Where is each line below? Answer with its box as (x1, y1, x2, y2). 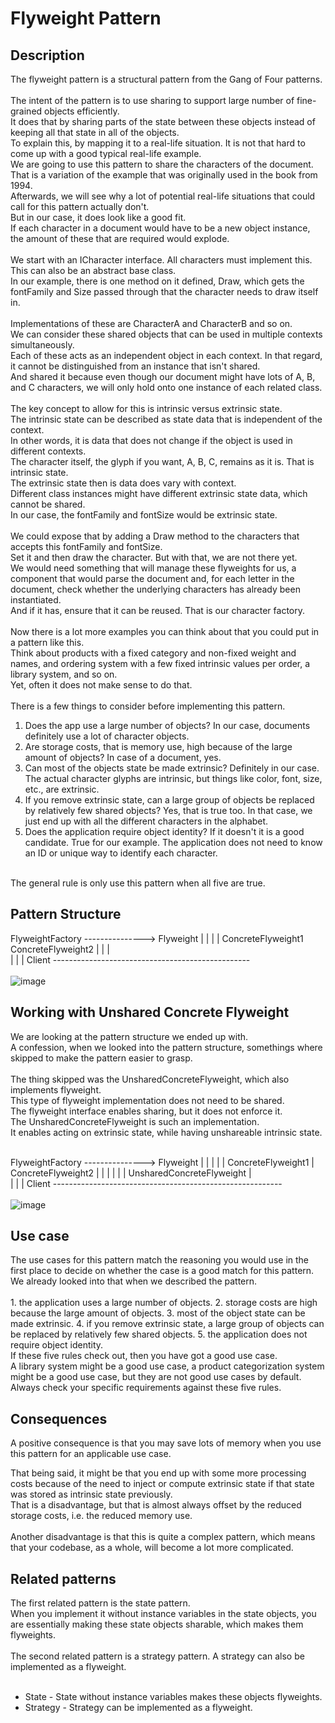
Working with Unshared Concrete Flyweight (10, 1004, 290, 1021)
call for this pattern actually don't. (10, 201, 150, 212)
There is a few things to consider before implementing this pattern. (10, 700, 286, 712)
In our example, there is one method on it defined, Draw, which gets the (10, 275, 305, 287)
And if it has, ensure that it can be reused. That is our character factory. (10, 605, 306, 616)
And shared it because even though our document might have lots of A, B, (10, 371, 316, 382)
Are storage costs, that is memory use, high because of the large (24, 741, 293, 752)
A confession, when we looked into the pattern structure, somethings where (10, 1041, 323, 1053)
